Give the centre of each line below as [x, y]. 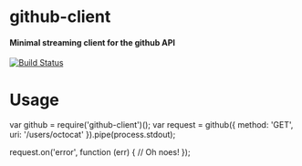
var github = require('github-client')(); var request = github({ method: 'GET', [151, 125]
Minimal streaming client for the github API [93, 42]
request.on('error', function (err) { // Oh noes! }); [100, 152]
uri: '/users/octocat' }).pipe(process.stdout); [93, 135]
